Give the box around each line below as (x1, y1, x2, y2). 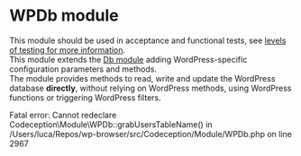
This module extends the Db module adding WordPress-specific (9, 54, 248, 65)
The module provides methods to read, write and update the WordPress (9, 73, 276, 83)
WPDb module (9, 5, 119, 26)
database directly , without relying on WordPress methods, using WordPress (9, 82, 292, 93)
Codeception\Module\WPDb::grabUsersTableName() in (9, 118, 214, 130)
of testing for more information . (9, 44, 126, 55)
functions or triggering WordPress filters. (9, 91, 162, 103)
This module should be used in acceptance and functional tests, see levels (9, 35, 287, 46)
